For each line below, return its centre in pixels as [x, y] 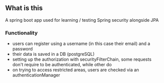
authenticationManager [36, 75]
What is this [24, 8]
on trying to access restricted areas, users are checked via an [76, 70]
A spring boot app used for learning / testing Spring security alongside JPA [82, 20]
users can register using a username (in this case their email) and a [81, 43]
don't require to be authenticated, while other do [62, 65]
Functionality [22, 33]
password [23, 49]
